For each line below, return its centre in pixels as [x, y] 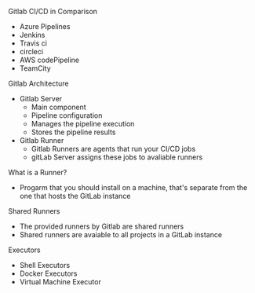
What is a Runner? [38, 172]
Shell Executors [45, 265]
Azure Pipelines [45, 26]
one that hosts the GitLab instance [75, 196]
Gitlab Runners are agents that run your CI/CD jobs [113, 149]
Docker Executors [48, 273]
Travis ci [33, 43]
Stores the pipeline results [73, 132]
